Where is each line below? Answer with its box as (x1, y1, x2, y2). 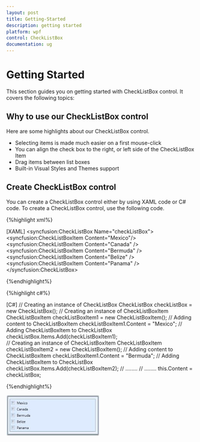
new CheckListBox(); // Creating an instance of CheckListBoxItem (6, 307, 169, 315)
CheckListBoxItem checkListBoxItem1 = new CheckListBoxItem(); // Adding (6, 313, 192, 321)
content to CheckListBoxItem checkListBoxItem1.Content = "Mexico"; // (6, 320, 183, 327)
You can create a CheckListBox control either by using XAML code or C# (6, 198, 186, 205)
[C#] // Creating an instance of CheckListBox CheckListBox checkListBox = (6, 301, 193, 308)
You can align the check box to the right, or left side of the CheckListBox (14, 145, 195, 153)
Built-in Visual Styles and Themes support (14, 165, 120, 172)
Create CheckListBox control (6, 182, 117, 192)
